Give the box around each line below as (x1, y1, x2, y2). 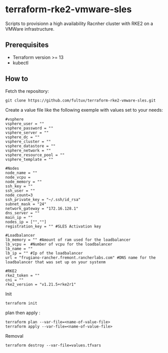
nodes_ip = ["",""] (5, 219, 47, 224)
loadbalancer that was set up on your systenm (5, 259, 106, 265)
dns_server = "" (5, 210, 40, 215)
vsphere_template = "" (5, 157, 53, 162)
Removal (5, 333, 24, 339)
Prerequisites (5, 41, 49, 49)
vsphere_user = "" (5, 121, 44, 126)
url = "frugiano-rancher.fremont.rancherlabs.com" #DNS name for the (5, 255, 156, 260)
